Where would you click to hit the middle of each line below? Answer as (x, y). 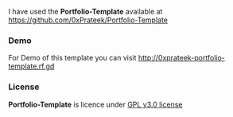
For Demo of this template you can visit (72, 58)
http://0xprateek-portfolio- (181, 58)
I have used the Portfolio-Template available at (85, 12)
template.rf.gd (31, 66)
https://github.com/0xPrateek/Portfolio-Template (88, 20)
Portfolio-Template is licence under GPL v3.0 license (95, 104)
